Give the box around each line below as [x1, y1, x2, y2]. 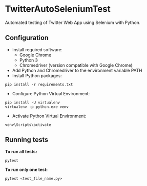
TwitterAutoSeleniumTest [5, 3, 111, 15]
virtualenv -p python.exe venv [5, 104, 69, 109]
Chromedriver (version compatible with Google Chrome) [19, 62, 133, 68]
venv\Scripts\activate [5, 122, 51, 127]
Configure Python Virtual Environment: [12, 90, 90, 96]
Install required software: [12, 46, 63, 52]
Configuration [5, 34, 49, 42]
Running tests [5, 136, 49, 144]
